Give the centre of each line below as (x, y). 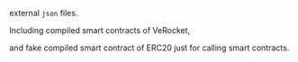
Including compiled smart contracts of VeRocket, (100, 30)
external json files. (44, 13)
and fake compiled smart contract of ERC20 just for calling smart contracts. (149, 48)
